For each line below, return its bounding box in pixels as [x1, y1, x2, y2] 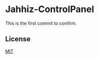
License [5, 35, 31, 43]
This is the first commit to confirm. [5, 20, 77, 26]
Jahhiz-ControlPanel [5, 4, 94, 15]
